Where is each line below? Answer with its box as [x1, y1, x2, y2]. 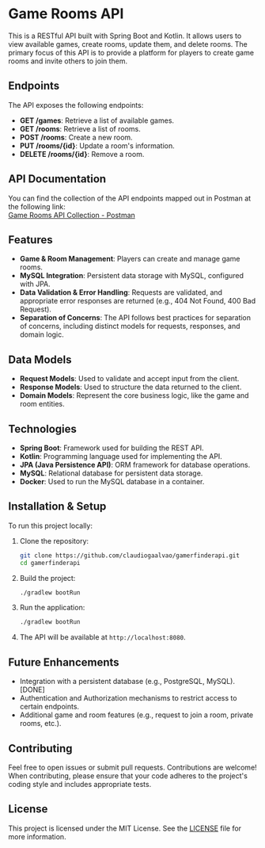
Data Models [8, 353, 72, 366]
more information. [8, 831, 66, 841]
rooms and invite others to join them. [8, 56, 128, 66]
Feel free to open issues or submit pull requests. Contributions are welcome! [8, 762, 257, 772]
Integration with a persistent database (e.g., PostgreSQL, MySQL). [19, 677, 236, 686]
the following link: [8, 201, 66, 211]
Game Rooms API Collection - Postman [8, 210, 136, 220]
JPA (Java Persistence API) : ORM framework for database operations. [19, 460, 251, 469]
